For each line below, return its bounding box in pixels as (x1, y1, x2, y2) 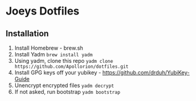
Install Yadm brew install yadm (14, 51, 93, 58)
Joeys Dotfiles (5, 4, 80, 18)
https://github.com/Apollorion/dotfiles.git (14, 64, 129, 70)
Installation (5, 28, 49, 39)
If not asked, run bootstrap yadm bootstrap (14, 88, 120, 95)
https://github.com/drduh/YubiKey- (102, 69, 190, 76)
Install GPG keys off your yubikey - (14, 69, 101, 76)
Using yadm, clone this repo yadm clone (14, 57, 113, 64)
